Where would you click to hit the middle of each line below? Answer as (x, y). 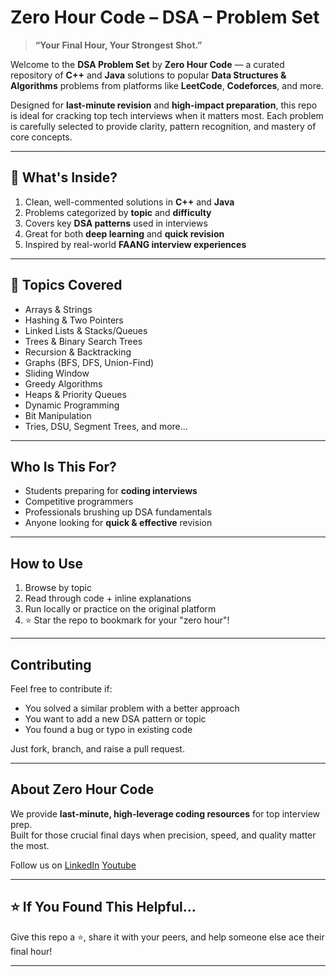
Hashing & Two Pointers (74, 320)
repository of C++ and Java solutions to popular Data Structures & (148, 75)
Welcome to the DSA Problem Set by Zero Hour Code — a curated (147, 64)
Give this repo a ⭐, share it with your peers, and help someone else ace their (167, 937)
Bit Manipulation (58, 415)
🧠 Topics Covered (66, 285)
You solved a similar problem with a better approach (132, 708)
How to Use (47, 563)
